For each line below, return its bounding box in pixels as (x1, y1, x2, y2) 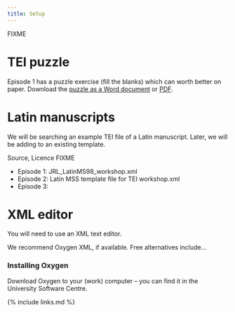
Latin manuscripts (7, 109, 116, 125)
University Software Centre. (7, 284, 88, 292)
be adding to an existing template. (7, 140, 106, 148)
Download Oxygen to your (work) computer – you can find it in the (7, 276, 199, 285)
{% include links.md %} (7, 297, 76, 306)
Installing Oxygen (7, 261, 69, 271)
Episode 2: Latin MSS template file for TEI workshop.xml (17, 175, 180, 183)
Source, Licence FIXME (7, 154, 75, 162)
